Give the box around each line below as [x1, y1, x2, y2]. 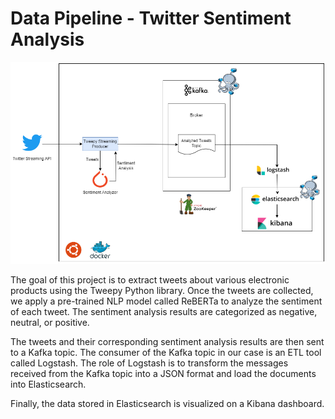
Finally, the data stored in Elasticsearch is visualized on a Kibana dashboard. [10, 398, 325, 410]
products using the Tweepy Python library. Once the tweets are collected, [10, 285, 314, 297]
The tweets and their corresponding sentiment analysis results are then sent [10, 336, 325, 348]
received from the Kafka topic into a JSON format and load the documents [10, 368, 317, 380]
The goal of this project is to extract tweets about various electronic [10, 274, 290, 286]
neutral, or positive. [10, 317, 90, 329]
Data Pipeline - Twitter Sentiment [10, 7, 292, 30]
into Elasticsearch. [10, 378, 87, 391]
